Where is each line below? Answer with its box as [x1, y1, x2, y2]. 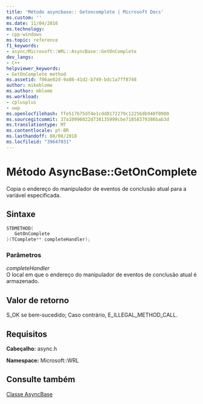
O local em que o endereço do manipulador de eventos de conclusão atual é [6, 271, 197, 278]
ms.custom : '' [6, 15, 42, 21]
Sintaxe [6, 209, 36, 219]
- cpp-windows [6, 32, 42, 38]
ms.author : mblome [6, 88, 53, 94]
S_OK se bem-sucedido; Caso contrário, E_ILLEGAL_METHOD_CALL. [6, 311, 178, 319]
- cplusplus [6, 99, 36, 105]
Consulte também [6, 374, 76, 385]
